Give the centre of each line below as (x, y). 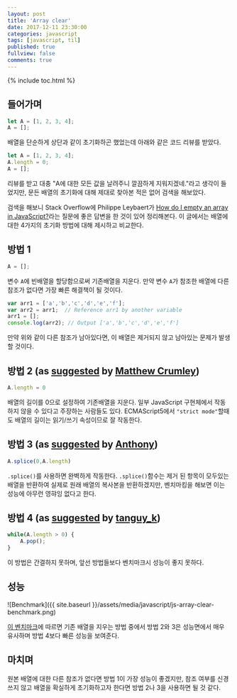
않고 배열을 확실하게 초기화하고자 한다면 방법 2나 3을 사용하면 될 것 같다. (121, 687)
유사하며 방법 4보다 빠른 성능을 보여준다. (63, 636)
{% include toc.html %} (42, 80)
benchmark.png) (32, 612)
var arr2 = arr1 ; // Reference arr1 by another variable (95, 310)
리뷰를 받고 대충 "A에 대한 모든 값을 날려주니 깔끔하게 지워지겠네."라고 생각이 (114, 183)
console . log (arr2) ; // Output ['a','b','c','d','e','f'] (93, 323)
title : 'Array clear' (39, 21)
